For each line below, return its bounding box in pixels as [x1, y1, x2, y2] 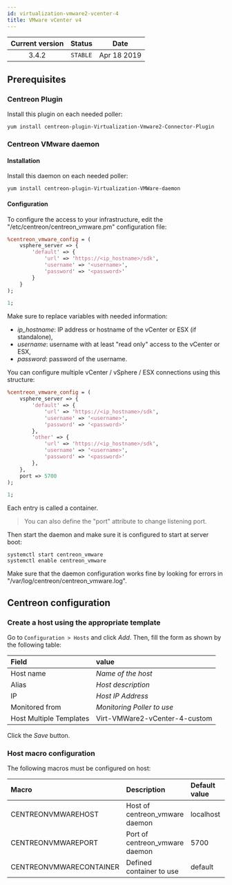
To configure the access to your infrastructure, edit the [7, 215, 164, 223]
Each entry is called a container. [7, 504, 99, 512]
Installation [7, 156, 40, 164]
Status [70, 39, 93, 48]
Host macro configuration [7, 748, 95, 758]
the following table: [7, 640, 62, 649]
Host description [95, 680, 150, 689]
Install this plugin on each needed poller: [7, 110, 123, 118]
